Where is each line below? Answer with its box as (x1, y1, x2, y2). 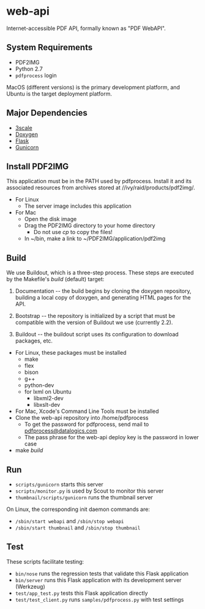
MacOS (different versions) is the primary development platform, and (6, 83, 181, 91)
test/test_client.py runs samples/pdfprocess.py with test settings (15, 596, 184, 603)
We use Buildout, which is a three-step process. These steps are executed (6, 269, 194, 276)
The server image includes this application (24, 202, 132, 210)
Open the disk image (24, 216, 77, 223)
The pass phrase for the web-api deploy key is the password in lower (24, 434, 199, 441)
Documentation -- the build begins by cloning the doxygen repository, (15, 287, 192, 295)
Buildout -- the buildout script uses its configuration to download (15, 331, 179, 338)
